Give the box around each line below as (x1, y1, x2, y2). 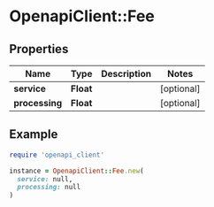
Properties (9, 42, 69, 57)
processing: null (17, 183, 81, 192)
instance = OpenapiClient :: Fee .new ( (9, 166, 144, 175)
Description (101, 68, 152, 80)
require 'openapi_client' (9, 150, 104, 159)
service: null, (17, 174, 73, 183)
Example (9, 126, 58, 142)
